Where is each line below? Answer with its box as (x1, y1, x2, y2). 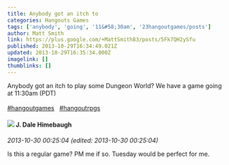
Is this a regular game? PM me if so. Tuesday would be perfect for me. (7, 150, 210, 158)
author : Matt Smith (7, 29, 64, 37)
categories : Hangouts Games (7, 17, 90, 24)
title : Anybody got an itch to (7, 10, 99, 17)
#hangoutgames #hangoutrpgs (7, 103, 101, 112)
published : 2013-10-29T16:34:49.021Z (7, 43, 118, 50)
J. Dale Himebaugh (15, 120, 72, 129)
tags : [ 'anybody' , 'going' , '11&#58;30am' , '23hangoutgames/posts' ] (7, 23, 211, 30)
